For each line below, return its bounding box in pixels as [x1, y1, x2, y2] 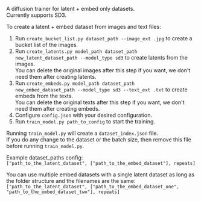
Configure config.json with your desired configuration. [14, 111, 153, 119]
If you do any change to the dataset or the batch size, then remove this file [6, 136, 191, 143]
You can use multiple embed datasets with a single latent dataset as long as [6, 171, 195, 178]
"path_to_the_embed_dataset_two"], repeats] [6, 189, 120, 195]
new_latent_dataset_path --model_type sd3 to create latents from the [14, 54, 188, 61]
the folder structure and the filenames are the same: [6, 178, 136, 184]
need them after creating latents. [14, 73, 97, 80]
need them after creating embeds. [14, 105, 100, 112]
